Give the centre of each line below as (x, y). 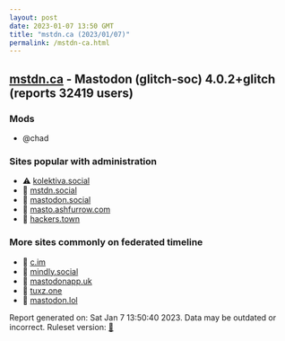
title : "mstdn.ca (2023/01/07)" (69, 34)
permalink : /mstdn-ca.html (60, 43)
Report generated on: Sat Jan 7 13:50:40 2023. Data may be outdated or (142, 317)
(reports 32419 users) (72, 93)
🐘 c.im (34, 262)
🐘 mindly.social (50, 271)
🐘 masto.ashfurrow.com (66, 210)
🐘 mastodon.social (56, 200)
